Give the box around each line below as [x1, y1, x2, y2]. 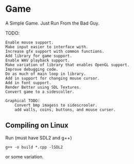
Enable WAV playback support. [5, 57, 70, 63]
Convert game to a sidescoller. [5, 89, 74, 94]
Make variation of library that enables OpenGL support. [5, 62, 130, 67]
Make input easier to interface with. [5, 44, 88, 49]
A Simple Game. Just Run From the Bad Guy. [5, 20, 100, 26]
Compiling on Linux [5, 121, 69, 130]
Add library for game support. [5, 53, 72, 58]
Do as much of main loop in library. [5, 71, 86, 76]
